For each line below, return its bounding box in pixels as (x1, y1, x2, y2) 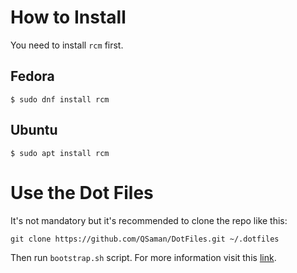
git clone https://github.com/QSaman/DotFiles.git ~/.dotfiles (10, 234, 280, 244)
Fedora (10, 68, 55, 85)
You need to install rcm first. (10, 39, 124, 51)
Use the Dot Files (10, 181, 154, 204)
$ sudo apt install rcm (10, 148, 110, 158)
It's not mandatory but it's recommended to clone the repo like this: (10, 214, 288, 226)
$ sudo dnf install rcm (10, 94, 110, 105)
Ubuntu (10, 122, 58, 139)
